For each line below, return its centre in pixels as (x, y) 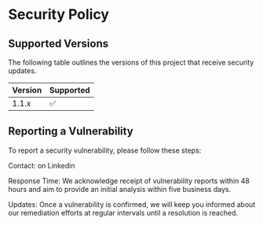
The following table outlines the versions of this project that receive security (131, 62)
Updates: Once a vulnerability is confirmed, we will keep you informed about (132, 204)
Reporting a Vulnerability (71, 131)
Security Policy (59, 15)
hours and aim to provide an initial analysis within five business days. (120, 189)
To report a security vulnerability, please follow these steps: (105, 150)
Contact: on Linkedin (42, 165)
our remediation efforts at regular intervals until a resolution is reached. (123, 212)
